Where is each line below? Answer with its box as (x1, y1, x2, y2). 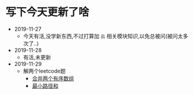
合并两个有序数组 (32, 75, 74, 82)
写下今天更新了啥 (5, 5, 90, 19)
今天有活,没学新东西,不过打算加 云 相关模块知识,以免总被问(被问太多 (23, 32, 189, 39)
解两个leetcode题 (23, 67, 66, 74)
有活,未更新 (23, 53, 51, 61)
